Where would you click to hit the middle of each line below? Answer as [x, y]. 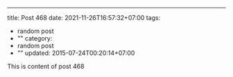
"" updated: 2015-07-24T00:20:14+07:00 [76, 53]
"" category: [35, 38]
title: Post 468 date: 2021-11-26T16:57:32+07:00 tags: [84, 18]
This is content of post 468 [46, 66]
